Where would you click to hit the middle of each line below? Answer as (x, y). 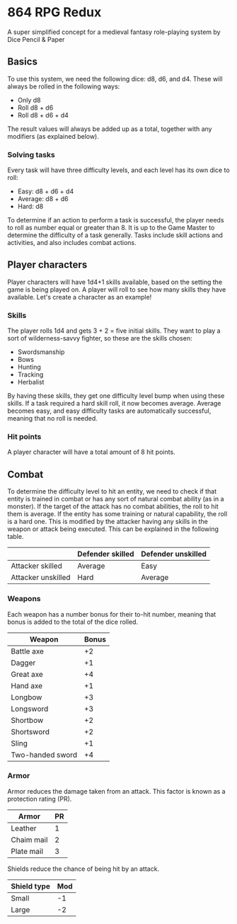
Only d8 (29, 100)
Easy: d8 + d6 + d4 (46, 191)
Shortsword (30, 731)
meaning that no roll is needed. (52, 418)
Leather (24, 828)
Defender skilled (106, 554)
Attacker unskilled (41, 578)
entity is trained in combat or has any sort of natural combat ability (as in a (116, 499)
